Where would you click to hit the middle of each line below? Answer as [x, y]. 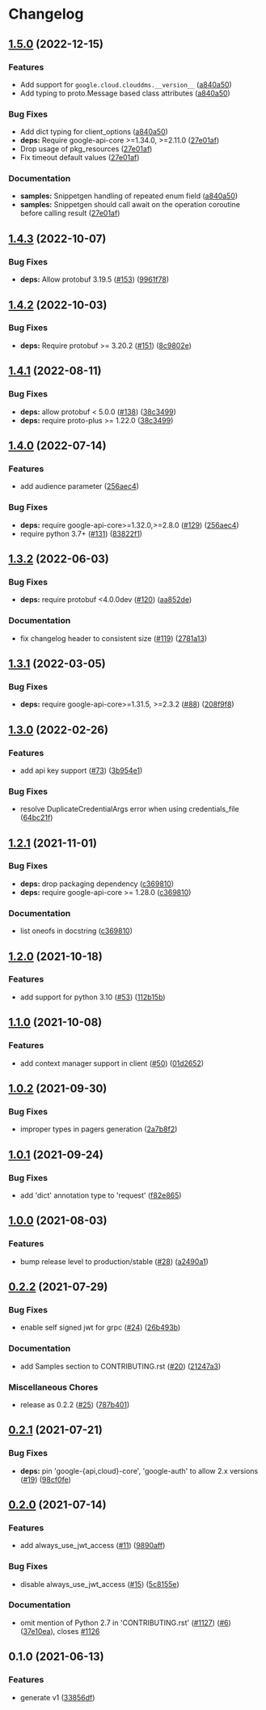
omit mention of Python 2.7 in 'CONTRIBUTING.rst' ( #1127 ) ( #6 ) [126, 1623]
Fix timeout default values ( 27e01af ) [80, 158]
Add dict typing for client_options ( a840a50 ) [94, 132]
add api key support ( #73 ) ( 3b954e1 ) [81, 770]
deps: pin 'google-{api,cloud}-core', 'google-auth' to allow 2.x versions [139, 1470]
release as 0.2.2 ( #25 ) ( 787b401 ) [75, 1404]
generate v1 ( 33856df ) [57, 1697]
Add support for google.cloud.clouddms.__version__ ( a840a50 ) [126, 84]
